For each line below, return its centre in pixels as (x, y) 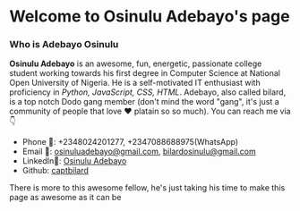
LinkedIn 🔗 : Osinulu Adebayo (74, 161)
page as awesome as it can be (65, 198)
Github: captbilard (56, 171)
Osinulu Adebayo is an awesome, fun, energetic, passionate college (136, 63)
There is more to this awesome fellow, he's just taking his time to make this (147, 188)
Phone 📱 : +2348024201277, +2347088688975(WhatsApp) (130, 142)
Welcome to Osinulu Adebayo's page (150, 17)
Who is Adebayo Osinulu (64, 45)
